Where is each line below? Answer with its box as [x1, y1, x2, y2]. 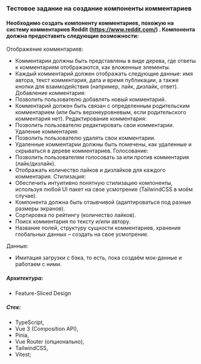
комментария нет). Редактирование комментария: [15, 115, 147, 122]
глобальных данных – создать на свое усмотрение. [15, 231, 149, 238]
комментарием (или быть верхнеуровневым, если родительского [15, 109, 186, 116]
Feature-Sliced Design [15, 290, 71, 297]
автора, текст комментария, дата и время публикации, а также [15, 77, 179, 84]
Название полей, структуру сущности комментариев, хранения [15, 224, 181, 232]
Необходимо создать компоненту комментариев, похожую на [6, 19, 174, 27]
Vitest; [15, 351, 31, 358]
